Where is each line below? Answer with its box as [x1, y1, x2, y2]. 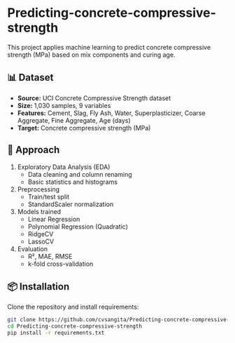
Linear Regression [27, 215, 80, 223]
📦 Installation [7, 281, 70, 292]
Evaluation [17, 244, 48, 253]
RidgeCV [27, 229, 54, 238]
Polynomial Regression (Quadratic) [27, 222, 128, 231]
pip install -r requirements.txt [7, 330, 105, 337]
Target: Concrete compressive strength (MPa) [17, 123, 151, 132]
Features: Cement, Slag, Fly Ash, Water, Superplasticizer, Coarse [17, 109, 206, 117]
